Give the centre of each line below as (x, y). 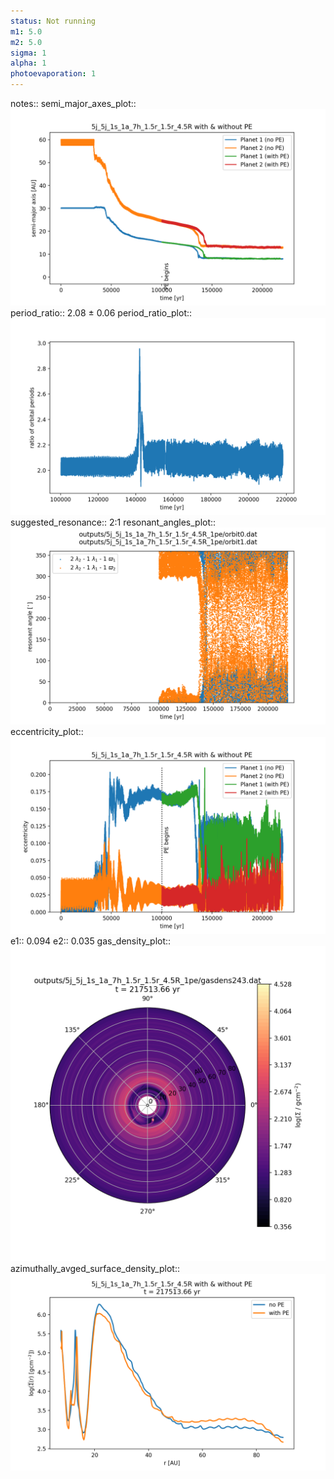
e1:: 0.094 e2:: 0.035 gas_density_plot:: (91, 941)
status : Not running (53, 21)
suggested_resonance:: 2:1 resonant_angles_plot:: (113, 522)
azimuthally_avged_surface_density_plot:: (95, 1268)
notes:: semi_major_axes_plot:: (73, 103)
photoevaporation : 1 (53, 74)
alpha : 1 (28, 63)
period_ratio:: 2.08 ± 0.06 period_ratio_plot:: (101, 313)
